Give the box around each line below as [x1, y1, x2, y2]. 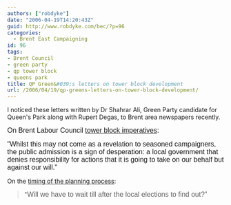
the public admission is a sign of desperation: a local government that [7, 148, 219, 156]
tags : [7, 49, 23, 56]
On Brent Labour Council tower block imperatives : [7, 127, 160, 135]
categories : [7, 29, 41, 36]
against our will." [7, 163, 57, 172]
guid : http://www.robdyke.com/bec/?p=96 [7, 23, 125, 30]
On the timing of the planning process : [7, 177, 117, 186]
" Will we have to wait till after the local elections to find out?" [23, 191, 208, 199]
